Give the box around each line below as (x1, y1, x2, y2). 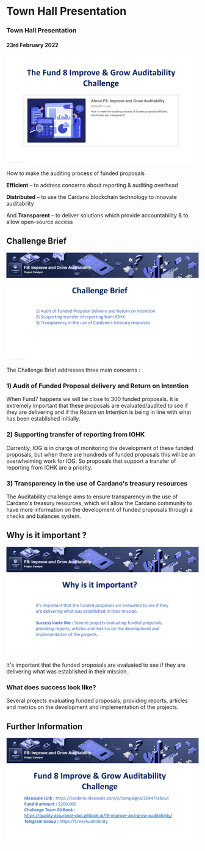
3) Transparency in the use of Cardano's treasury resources (6, 479, 188, 487)
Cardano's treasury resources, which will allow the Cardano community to (6, 500, 192, 507)
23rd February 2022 (6, 41, 59, 48)
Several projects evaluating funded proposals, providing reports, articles (6, 697, 188, 705)
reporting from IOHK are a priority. (6, 463, 93, 471)
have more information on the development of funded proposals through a (6, 506, 193, 514)
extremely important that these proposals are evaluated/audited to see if (6, 402, 188, 410)
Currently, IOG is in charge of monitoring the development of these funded (6, 444, 193, 451)
